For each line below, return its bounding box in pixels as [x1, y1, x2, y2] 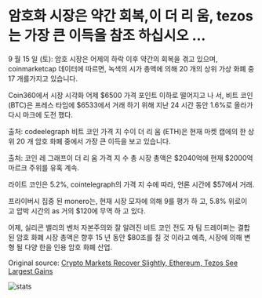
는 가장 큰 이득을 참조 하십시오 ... [8, 27, 206, 45]
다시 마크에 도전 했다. [8, 110, 73, 119]
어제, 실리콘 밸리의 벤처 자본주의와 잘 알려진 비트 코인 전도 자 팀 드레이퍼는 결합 [8, 223, 251, 232]
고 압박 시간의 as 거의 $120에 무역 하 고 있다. [8, 205, 146, 216]
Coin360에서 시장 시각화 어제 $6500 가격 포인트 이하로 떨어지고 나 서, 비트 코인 [8, 90, 253, 100]
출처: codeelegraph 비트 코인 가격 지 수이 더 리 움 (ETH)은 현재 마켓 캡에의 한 [8, 126, 246, 136]
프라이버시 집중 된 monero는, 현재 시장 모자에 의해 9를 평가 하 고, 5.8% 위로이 [8, 196, 248, 205]
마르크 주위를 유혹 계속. [8, 162, 80, 173]
